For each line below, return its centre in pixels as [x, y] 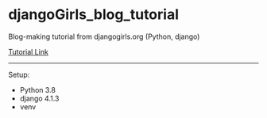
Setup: [19, 74]
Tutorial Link [29, 51]
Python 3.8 [37, 89]
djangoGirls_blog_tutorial [93, 15]
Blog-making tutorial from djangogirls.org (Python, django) [104, 36]
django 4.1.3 [39, 98]
